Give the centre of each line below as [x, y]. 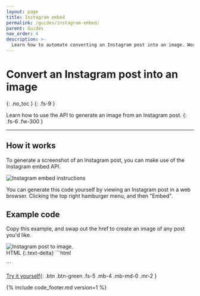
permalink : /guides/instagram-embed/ [53, 23]
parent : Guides [25, 28]
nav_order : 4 [22, 34]
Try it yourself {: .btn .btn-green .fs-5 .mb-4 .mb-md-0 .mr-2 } [82, 276]
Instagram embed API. [33, 166]
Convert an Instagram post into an [92, 74]
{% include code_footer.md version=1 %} [57, 288]
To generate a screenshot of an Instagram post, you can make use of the [96, 160]
